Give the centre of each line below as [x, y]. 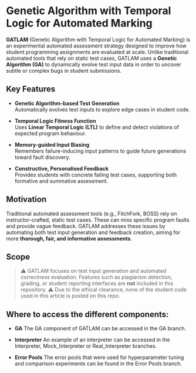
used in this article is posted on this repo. [70, 296]
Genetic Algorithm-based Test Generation [67, 103]
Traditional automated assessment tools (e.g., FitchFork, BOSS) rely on [92, 213]
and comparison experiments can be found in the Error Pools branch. [98, 364]
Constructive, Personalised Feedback [61, 168]
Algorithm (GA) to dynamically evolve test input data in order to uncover [94, 64]
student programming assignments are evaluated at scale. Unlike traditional [97, 52]
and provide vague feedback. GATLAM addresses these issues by [86, 226]
